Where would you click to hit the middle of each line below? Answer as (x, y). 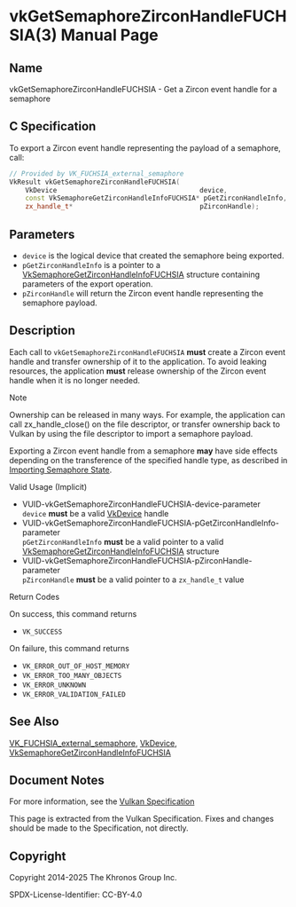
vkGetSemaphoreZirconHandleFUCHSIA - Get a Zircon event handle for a (143, 89)
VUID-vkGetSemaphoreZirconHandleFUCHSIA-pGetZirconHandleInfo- (150, 523)
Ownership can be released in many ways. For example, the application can (147, 414)
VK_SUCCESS (42, 632)
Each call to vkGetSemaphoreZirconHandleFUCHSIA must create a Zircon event (148, 351)
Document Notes (57, 781)
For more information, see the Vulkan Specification (102, 801)
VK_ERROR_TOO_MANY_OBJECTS (72, 675)
